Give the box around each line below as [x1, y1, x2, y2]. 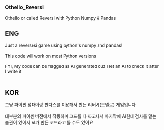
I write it [5, 68, 22, 75]
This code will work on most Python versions [5, 53, 96, 59]
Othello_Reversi [5, 4, 44, 11]
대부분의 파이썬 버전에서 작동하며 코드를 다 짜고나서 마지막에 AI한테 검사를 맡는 [5, 113, 157, 119]
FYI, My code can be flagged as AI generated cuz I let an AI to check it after [5, 64, 159, 69]
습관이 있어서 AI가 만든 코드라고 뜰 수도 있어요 [5, 119, 94, 125]
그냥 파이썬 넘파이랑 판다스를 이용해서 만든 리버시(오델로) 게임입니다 [5, 101, 136, 107]
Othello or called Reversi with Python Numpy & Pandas [5, 15, 116, 21]
